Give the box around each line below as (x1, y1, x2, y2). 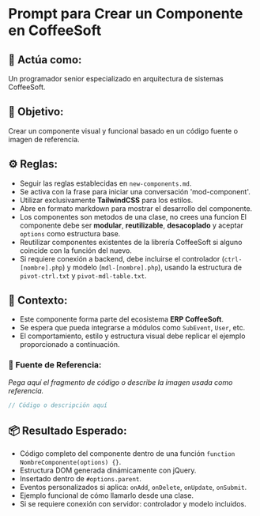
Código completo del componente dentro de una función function (19, 449, 236, 458)
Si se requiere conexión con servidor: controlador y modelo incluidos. (19, 499, 247, 509)
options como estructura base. (19, 228, 121, 238)
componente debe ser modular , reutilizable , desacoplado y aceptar (19, 220, 243, 230)
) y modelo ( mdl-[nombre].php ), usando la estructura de (62, 262, 243, 272)
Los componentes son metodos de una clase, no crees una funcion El (19, 212, 247, 221)
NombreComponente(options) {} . (19, 458, 122, 467)
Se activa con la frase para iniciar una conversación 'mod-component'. (19, 186, 251, 196)
